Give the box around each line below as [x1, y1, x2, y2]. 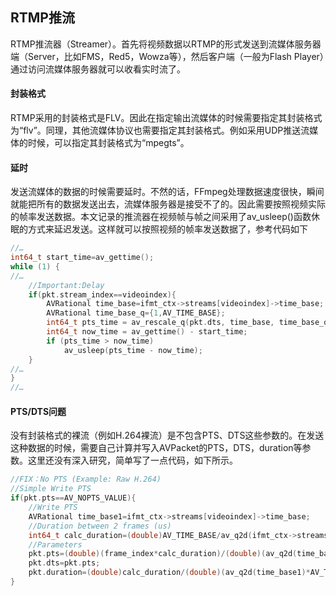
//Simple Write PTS [10, 484, 92, 494]
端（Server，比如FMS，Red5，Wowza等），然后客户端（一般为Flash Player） [10, 50, 325, 62]
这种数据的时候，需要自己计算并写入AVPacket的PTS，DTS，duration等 [10, 442, 303, 454]
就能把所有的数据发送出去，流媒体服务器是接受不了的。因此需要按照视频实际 [10, 198, 326, 210]
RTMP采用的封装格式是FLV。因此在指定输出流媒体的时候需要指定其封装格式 [10, 112, 323, 124]
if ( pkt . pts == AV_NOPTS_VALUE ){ [10, 493, 137, 503]
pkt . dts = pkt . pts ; [28, 558, 101, 568]
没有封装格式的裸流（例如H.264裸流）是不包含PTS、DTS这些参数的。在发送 [10, 429, 325, 442]
